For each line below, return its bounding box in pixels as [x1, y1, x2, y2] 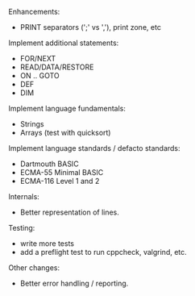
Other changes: [8, 263, 60, 273]
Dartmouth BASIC [19, 159, 79, 169]
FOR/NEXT [19, 54, 56, 63]
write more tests [19, 239, 75, 248]
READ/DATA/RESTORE [19, 62, 94, 72]
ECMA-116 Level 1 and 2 [19, 177, 100, 186]
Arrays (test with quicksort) [19, 128, 111, 137]
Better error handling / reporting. [19, 278, 129, 288]
